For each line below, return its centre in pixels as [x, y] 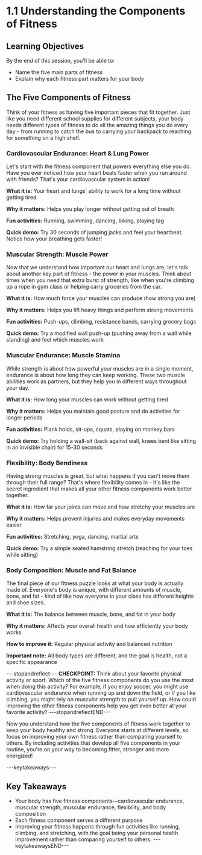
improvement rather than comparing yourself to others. [83, 839]
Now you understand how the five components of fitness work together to [98, 724]
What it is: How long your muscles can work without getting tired [87, 399]
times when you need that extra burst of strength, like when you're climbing [100, 280]
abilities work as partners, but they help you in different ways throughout [96, 381]
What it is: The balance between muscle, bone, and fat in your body [91, 614]
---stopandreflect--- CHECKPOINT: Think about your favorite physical [94, 674]
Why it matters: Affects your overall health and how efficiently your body [97, 626]
